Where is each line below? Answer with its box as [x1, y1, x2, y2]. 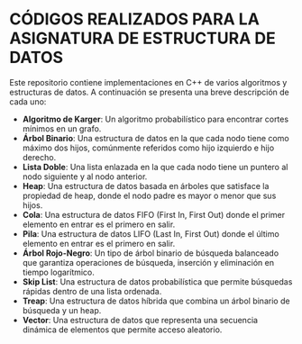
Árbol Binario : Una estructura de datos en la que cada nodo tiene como [22, 132, 290, 143]
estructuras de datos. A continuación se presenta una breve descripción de [9, 86, 290, 97]
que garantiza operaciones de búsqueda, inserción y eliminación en [22, 257, 275, 267]
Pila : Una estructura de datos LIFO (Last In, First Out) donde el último [22, 228, 279, 239]
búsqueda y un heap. [22, 304, 102, 315]
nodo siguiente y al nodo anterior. [22, 171, 148, 182]
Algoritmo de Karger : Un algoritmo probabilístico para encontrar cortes [22, 113, 289, 124]
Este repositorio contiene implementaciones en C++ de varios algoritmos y [9, 77, 288, 87]
